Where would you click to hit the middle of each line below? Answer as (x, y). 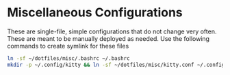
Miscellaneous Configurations (95, 13)
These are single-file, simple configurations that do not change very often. (112, 31)
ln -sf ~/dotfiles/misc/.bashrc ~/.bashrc (68, 58)
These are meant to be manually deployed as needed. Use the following (108, 38)
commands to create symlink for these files (68, 46)
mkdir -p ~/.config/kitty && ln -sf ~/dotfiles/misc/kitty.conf (101, 65)
